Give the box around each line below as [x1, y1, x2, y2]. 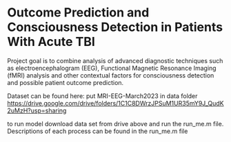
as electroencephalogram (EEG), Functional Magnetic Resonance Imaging [7, 64, 217, 72]
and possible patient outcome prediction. [7, 78, 124, 86]
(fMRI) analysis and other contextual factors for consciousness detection [7, 71, 214, 80]
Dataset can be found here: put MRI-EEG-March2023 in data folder [7, 91, 198, 100]
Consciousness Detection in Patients [7, 19, 223, 35]
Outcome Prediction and [7, 5, 150, 21]
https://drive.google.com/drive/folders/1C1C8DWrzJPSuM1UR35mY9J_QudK [7, 99, 224, 107]
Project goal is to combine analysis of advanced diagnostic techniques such [7, 56, 223, 64]
